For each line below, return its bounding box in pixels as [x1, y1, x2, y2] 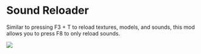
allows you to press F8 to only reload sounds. [6, 29, 121, 37]
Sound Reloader [6, 4, 90, 17]
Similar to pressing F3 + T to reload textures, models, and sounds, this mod [6, 23, 195, 31]
